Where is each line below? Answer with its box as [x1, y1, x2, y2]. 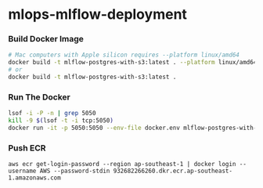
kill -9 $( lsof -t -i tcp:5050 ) [8, 117, 113, 125]
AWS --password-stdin [39, 167, 110, 175]
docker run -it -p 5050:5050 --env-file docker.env [8, 124, 180, 132]
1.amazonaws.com [8, 174, 61, 182]
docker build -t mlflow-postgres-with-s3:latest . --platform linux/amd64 [8, 59, 258, 67]
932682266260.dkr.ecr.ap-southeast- [113, 167, 233, 175]
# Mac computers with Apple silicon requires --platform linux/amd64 [8, 51, 240, 60]
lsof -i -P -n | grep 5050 [8, 110, 96, 117]
